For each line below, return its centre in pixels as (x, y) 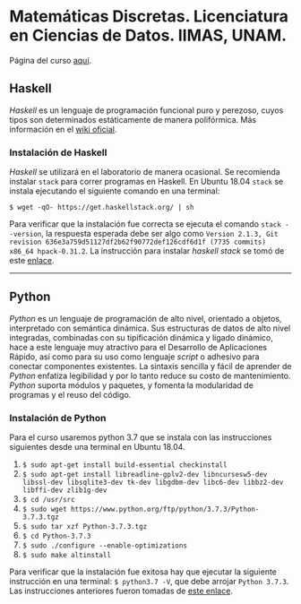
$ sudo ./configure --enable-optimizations (105, 546)
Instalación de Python (58, 418)
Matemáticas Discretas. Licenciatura (149, 17)
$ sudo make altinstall (67, 556)
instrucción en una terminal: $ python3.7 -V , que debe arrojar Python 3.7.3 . (149, 582)
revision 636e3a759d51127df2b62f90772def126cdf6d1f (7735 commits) (138, 242)
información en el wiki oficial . (63, 129)
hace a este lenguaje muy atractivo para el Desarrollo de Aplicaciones (138, 347)
